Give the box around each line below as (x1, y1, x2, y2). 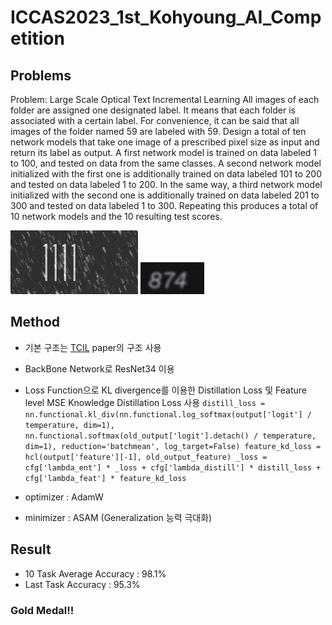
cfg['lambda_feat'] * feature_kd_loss (24, 473, 187, 483)
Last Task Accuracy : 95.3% (24, 578, 141, 590)
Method (10, 314, 61, 331)
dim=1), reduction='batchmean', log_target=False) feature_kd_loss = (24, 441, 322, 451)
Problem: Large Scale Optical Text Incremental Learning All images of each (10, 94, 320, 105)
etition (10, 27, 65, 50)
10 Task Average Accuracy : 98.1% (24, 567, 167, 580)
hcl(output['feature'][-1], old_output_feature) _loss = (24, 452, 268, 462)
